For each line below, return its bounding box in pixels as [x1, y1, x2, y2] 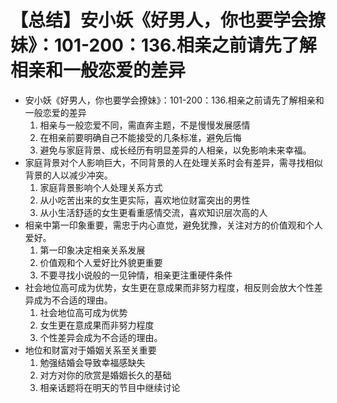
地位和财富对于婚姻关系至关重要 [24, 344, 157, 356]
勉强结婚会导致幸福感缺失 [39, 356, 146, 368]
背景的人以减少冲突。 [24, 169, 113, 181]
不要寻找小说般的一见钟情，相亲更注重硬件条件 [39, 269, 233, 281]
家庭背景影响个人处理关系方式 [39, 181, 163, 193]
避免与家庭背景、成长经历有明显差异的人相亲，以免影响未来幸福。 [39, 144, 312, 156]
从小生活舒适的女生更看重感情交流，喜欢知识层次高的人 [39, 206, 268, 218]
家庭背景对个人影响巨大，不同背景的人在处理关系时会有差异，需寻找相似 [24, 156, 323, 168]
